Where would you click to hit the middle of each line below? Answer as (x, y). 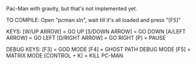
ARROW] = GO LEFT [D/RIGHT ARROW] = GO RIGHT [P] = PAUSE (86, 38)
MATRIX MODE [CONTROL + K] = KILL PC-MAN (65, 55)
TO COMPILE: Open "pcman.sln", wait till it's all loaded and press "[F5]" (94, 20)
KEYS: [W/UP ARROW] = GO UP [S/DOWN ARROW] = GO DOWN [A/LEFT (96, 31)
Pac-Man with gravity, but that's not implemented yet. (72, 9)
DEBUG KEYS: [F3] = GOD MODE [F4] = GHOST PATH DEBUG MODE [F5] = (99, 49)
